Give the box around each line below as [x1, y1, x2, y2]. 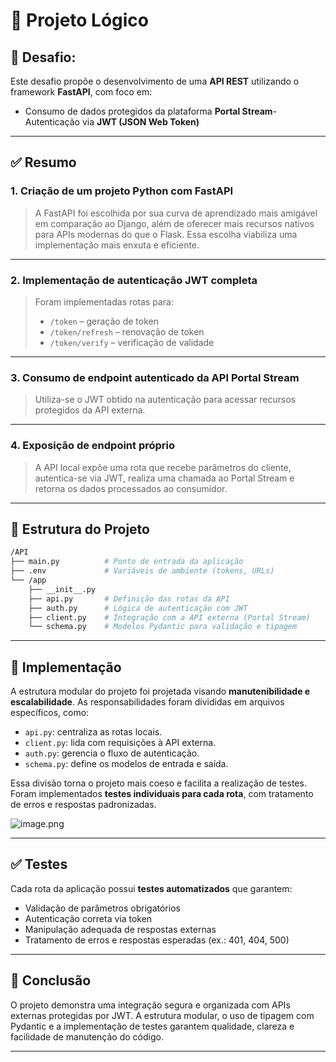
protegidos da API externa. [34, 404, 146, 416]
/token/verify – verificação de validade [49, 336, 215, 348]
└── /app [10, 575, 47, 586]
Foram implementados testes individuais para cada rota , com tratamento [10, 788, 314, 800]
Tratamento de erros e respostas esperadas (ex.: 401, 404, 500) [24, 934, 290, 946]
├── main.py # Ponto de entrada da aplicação [10, 557, 244, 567]
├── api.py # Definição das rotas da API [28, 594, 230, 604]
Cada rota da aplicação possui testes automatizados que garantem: [10, 882, 293, 894]
